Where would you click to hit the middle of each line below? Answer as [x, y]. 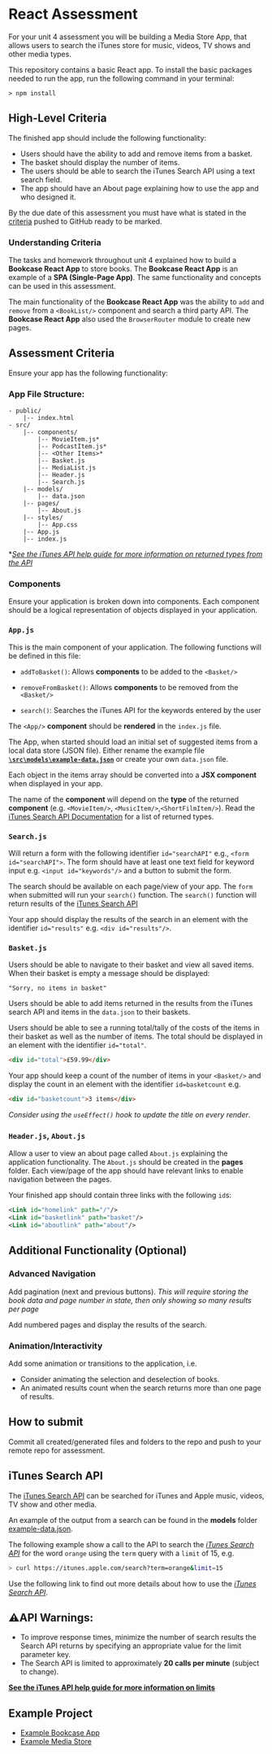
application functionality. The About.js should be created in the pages [126, 1162]
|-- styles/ [43, 518]
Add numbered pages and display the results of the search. [108, 1324]
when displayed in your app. [56, 783]
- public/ [25, 411]
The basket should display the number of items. [100, 162]
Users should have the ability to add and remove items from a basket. [136, 153]
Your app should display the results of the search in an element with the [129, 920]
